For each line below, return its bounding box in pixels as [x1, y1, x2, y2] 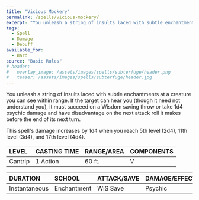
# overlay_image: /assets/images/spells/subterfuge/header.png [6, 69, 171, 75]
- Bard [11, 53, 28, 58]
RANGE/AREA [85, 147, 124, 156]
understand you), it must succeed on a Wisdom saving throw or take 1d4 [6, 103, 184, 110]
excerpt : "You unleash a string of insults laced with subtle [6, 19, 163, 25]
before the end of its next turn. [6, 116, 81, 123]
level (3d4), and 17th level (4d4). [6, 133, 86, 140]
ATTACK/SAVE [97, 175, 140, 183]
